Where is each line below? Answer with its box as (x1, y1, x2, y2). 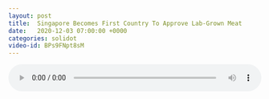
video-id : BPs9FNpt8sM (8, 42, 84, 50)
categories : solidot (8, 34, 78, 43)
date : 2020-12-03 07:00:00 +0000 (8, 27, 128, 35)
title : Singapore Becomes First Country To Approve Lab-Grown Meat (8, 19, 243, 27)
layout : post (8, 11, 52, 20)
